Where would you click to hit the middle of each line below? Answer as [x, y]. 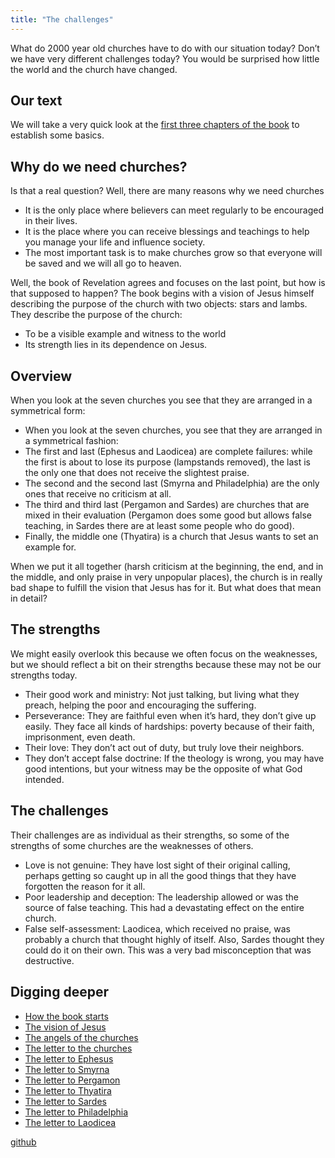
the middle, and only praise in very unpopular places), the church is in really [166, 577]
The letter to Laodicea [70, 1122]
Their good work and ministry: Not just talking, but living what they [162, 694]
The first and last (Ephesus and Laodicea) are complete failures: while [168, 452]
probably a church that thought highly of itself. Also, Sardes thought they [174, 939]
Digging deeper [59, 992]
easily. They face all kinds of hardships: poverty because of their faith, [169, 726]
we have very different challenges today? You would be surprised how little [165, 58]
